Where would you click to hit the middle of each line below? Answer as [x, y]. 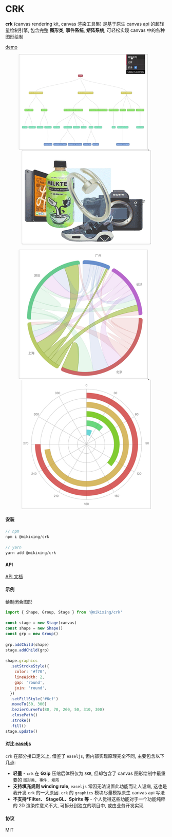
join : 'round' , [31, 688]
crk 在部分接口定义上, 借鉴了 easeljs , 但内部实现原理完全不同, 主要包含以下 [85, 756]
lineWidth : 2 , [30, 677]
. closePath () [24, 715]
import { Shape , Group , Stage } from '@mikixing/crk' [64, 612]
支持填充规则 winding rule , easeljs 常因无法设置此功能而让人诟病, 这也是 [90, 786]
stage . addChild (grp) [27, 650]
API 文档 [14, 576]
